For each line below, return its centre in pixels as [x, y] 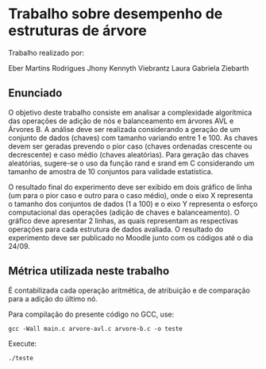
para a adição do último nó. [53, 298]
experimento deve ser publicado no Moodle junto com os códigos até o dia [131, 237]
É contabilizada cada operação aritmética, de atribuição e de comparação [129, 290]
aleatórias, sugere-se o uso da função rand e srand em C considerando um [131, 163]
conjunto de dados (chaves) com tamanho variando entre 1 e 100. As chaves [133, 138]
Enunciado [35, 93]
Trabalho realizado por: [46, 52]
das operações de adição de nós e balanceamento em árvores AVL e [121, 121]
